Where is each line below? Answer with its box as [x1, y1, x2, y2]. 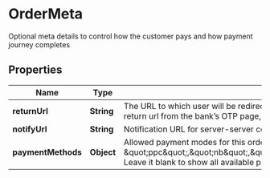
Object [89, 146, 117, 157]
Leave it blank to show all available [123, 156, 255, 168]
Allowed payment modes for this [123, 136, 246, 148]
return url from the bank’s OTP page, [123, 110, 262, 121]
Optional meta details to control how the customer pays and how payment [8, 31, 253, 41]
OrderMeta [8, 5, 83, 23]
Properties [8, 63, 63, 77]
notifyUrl [12, 123, 47, 135]
